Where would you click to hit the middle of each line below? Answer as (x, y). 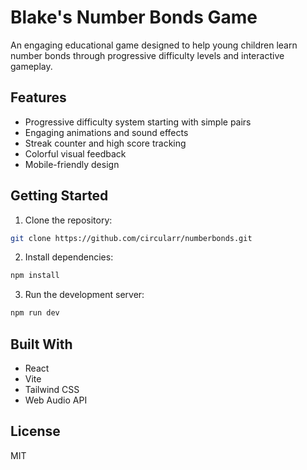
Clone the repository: (68, 220)
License (35, 431)
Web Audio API (56, 400)
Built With (41, 344)
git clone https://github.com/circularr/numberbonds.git (131, 238)
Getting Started (59, 196)
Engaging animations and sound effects (106, 132)
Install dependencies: (69, 257)
